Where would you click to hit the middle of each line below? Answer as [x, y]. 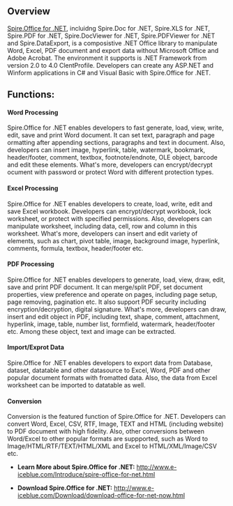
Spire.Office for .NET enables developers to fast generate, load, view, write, [116, 128]
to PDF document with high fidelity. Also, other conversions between [106, 431]
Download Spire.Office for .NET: [65, 488]
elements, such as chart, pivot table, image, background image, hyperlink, [113, 240]
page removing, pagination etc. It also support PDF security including [107, 302]
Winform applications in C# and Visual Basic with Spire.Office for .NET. [109, 72]
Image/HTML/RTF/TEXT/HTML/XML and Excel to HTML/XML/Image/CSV [112, 446]
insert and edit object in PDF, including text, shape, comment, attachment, [114, 316]
